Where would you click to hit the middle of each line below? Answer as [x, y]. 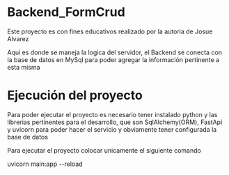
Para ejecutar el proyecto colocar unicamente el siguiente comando [104, 150]
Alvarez [18, 38]
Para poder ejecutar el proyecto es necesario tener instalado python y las [112, 114]
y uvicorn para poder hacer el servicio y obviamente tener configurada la [112, 129]
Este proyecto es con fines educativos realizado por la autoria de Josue [110, 31]
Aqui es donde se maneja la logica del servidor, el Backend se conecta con [115, 52]
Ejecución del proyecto [75, 96]
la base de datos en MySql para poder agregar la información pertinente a [113, 59]
